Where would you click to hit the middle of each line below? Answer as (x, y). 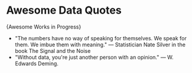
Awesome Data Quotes (64, 10)
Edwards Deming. (36, 64)
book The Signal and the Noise (53, 50)
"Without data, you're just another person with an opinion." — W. (94, 57)
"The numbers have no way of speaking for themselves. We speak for (100, 38)
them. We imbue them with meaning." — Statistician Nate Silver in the (100, 45)
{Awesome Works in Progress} (44, 27)
